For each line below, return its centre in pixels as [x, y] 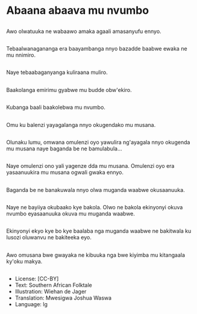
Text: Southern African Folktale [53, 285]
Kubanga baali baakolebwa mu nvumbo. [56, 107]
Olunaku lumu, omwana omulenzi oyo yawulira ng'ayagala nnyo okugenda [98, 142]
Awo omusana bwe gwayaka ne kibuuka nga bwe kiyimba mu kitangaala [96, 255]
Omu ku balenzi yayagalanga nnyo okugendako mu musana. [81, 125]
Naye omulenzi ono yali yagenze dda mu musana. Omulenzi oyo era [90, 166]
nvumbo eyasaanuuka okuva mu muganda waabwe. [71, 214]
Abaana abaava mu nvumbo [78, 11]
